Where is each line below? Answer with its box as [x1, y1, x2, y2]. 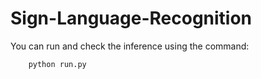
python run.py [28, 59, 87, 69]
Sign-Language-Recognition [10, 7, 253, 30]
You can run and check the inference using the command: [10, 40, 250, 52]
